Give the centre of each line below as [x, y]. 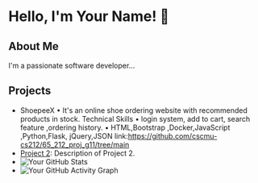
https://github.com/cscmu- [173, 135]
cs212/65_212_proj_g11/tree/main [75, 144]
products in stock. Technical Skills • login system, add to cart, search [135, 119]
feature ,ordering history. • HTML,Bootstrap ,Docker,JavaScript [125, 127]
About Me [33, 46]
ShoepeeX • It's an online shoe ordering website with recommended [134, 110]
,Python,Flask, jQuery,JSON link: [74, 135]
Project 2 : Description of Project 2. [77, 153]
